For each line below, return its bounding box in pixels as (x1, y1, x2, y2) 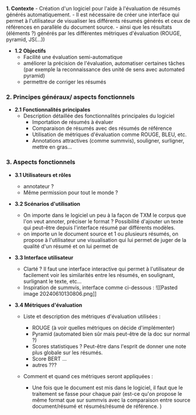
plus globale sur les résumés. (32, 349, 103, 356)
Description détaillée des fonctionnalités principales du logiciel (23, 112, 174, 119)
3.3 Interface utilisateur (14, 254, 74, 261)
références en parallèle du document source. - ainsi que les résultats (6, 23, 173, 30)
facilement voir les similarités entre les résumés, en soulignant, (23, 271, 175, 278)
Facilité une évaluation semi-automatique (23, 54, 123, 60)
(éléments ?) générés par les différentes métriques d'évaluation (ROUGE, (6, 30, 182, 37)
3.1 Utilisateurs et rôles (14, 171, 71, 178)
